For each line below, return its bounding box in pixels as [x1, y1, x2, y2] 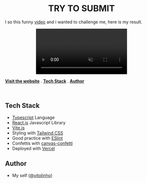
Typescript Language [12, 115, 55, 120]
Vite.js [12, 125, 25, 131]
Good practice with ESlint [12, 135, 63, 141]
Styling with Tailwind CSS [12, 130, 64, 136]
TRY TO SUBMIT [48, 3, 115, 14]
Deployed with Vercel [12, 145, 55, 151]
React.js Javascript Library [12, 119, 66, 125]
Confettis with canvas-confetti [12, 140, 73, 146]
